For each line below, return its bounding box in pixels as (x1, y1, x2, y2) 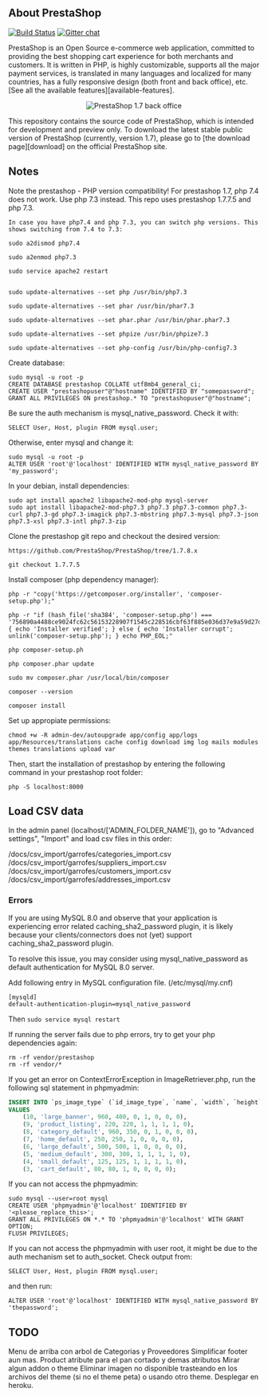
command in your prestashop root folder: (8, 767, 144, 777)
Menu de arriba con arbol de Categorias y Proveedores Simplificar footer (8, 1347, 248, 1356)
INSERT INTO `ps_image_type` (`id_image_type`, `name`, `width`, (8, 1098, 230, 1107)
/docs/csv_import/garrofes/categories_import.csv (8, 849, 171, 859)
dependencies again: (8, 1038, 77, 1048)
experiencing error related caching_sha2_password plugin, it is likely (8, 921, 234, 931)
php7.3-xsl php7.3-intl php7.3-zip (8, 517, 127, 525)
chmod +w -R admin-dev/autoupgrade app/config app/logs (8, 731, 198, 739)
